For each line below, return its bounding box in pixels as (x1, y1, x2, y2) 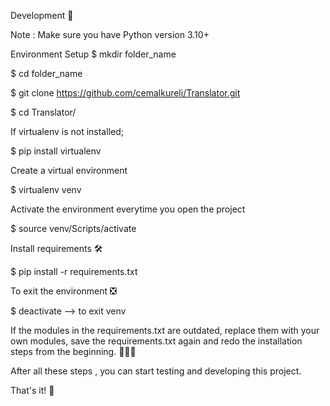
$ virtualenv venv (10, 184, 82, 195)
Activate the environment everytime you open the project (10, 203, 246, 215)
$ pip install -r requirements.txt (10, 266, 138, 277)
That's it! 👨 (10, 385, 55, 396)
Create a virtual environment (10, 165, 128, 176)
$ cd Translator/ (10, 106, 77, 118)
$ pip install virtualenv (10, 145, 102, 157)
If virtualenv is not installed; (10, 126, 124, 137)
